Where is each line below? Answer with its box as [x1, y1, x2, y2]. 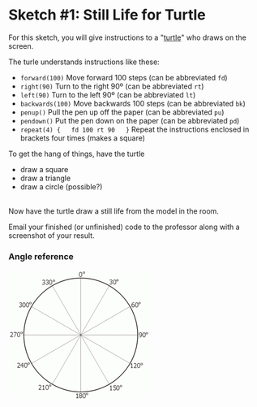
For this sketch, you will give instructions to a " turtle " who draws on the [8, 32, 247, 42]
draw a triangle [19, 173, 71, 183]
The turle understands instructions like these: [8, 57, 160, 67]
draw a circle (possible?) [19, 181, 103, 192]
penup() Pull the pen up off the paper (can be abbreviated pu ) [19, 107, 225, 117]
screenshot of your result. [8, 230, 95, 240]
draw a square [19, 164, 69, 174]
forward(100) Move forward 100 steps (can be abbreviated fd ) [19, 72, 229, 82]
